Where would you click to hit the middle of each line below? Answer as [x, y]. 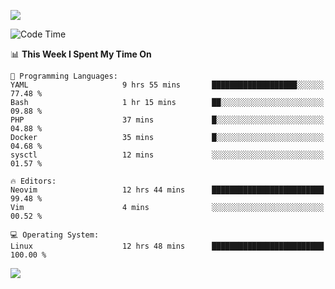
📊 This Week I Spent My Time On [81, 54]
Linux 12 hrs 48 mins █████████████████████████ [167, 246]
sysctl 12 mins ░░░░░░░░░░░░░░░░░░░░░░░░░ [167, 155]
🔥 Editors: [33, 181]
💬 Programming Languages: [64, 76]
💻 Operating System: [55, 235]
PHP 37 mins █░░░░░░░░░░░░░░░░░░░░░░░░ [167, 120]
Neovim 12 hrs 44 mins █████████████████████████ [167, 190]
